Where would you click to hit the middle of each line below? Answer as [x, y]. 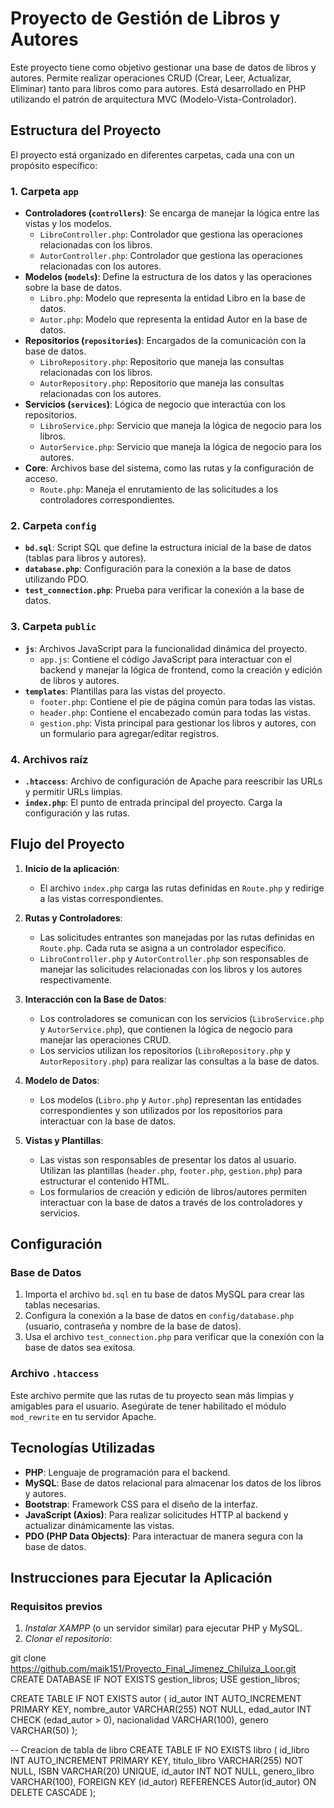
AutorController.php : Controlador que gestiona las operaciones [171, 256]
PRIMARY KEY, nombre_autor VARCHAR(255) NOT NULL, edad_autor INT [161, 1709]
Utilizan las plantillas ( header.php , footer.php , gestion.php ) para [171, 1170]
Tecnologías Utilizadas [83, 1448]
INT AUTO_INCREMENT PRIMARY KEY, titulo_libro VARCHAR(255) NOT [157, 1761]
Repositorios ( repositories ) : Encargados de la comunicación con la [165, 341]
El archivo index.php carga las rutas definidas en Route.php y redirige [182, 888]
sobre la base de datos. [73, 288]
